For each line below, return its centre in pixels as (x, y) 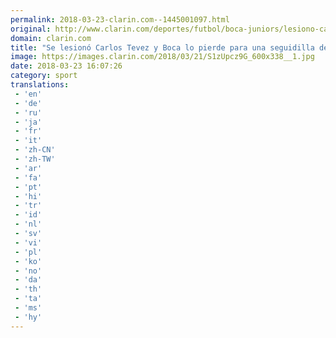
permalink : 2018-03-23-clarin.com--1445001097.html (120, 19)
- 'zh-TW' (35, 159)
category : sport (44, 76)
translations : (40, 85)
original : (31, 29)
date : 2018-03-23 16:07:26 (66, 66)
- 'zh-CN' (35, 150)
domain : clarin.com (51, 38)
